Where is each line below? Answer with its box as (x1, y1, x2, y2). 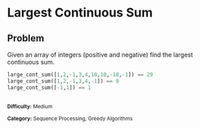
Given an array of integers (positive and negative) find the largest (7, 50, 194, 59)
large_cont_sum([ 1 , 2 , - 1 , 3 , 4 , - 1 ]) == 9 (7, 77, 119, 84)
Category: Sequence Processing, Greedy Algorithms (7, 115, 133, 122)
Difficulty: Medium (7, 103, 53, 110)
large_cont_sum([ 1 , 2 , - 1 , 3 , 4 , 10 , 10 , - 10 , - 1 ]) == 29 (7, 71, 154, 78)
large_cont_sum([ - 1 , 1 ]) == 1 (7, 84, 91, 91)
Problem (7, 32, 45, 44)
